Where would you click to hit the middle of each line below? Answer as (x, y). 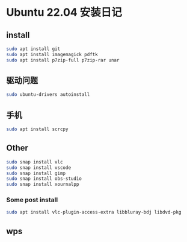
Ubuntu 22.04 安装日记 (64, 12)
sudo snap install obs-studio (44, 179)
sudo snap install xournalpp (43, 185)
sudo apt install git (33, 49)
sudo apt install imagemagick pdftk (52, 54)
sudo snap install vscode (38, 167)
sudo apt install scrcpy (37, 129)
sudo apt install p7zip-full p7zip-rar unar (63, 60)
